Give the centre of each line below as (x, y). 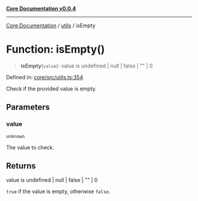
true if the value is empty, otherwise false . (58, 192)
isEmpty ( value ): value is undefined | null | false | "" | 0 (87, 66)
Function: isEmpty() (55, 49)
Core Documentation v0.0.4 (41, 9)
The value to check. (30, 147)
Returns (21, 166)
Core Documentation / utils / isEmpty (51, 25)
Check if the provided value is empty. (52, 89)
